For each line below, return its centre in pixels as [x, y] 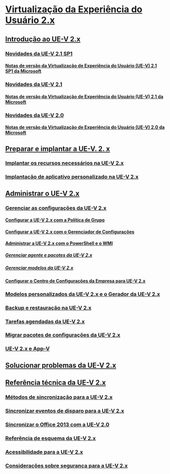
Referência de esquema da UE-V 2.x [51, 438]
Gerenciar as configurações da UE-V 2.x [56, 208]
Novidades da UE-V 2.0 [35, 115]
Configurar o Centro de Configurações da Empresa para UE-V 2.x [75, 281]
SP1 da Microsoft [23, 71]
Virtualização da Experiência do [74, 9]
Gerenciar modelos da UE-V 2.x [39, 268]
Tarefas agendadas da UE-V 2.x [45, 321]
